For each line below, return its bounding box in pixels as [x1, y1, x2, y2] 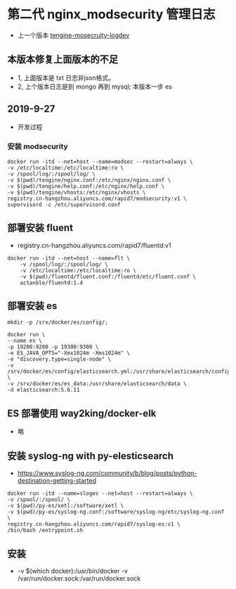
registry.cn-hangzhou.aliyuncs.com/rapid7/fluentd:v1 [17, 241, 171, 249]
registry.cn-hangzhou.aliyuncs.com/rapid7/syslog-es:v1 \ [7, 521, 181, 528]
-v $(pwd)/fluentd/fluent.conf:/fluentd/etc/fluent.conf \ [20, 273, 197, 280]
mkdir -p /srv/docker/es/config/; [7, 319, 109, 326]
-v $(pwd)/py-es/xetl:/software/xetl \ [7, 503, 124, 510]
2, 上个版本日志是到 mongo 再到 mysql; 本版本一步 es [17, 82, 172, 91]
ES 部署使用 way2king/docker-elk [7, 407, 157, 419]
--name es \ [7, 338, 42, 345]
